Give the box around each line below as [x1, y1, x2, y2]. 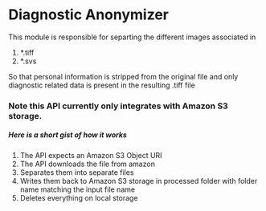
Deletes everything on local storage [19, 193, 138, 202]
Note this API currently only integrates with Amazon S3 [8, 100, 229, 112]
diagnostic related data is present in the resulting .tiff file [8, 80, 195, 90]
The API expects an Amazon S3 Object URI [19, 150, 162, 160]
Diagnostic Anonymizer [8, 6, 170, 24]
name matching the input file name [19, 185, 135, 194]
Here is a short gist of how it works [8, 130, 127, 140]
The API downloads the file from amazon [19, 159, 155, 168]
